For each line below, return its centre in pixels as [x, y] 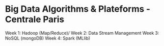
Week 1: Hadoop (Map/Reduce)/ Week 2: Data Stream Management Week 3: [82, 33]
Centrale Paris [35, 19]
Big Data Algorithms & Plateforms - [78, 9]
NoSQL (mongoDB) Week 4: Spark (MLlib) [48, 38]
